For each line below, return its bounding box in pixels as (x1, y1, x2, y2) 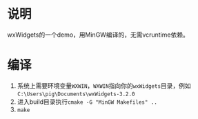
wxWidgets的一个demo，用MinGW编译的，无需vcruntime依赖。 (7, 30, 190, 39)
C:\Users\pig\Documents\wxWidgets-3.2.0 (17, 91, 135, 98)
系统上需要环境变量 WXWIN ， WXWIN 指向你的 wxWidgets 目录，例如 (17, 81, 191, 90)
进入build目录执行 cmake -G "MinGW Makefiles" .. (17, 98, 157, 106)
